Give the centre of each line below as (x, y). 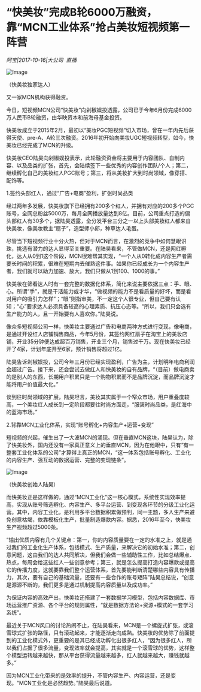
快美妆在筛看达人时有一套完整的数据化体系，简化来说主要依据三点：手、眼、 (100, 284)
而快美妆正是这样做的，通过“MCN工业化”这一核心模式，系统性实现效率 (93, 497)
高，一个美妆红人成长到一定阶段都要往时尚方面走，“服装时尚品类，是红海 (97, 404)
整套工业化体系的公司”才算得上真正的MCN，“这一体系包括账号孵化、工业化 (99, 452)
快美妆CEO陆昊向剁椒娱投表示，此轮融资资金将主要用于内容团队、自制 (93, 158)
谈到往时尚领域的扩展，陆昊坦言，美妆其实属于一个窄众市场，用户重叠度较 (98, 397)
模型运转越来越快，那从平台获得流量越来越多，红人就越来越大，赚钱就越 (100, 655)
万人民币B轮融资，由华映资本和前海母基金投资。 (66, 117)
